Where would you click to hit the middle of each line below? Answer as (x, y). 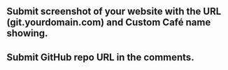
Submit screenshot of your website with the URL (114, 12)
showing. (27, 33)
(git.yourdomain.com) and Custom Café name (109, 23)
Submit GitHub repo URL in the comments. (100, 57)
